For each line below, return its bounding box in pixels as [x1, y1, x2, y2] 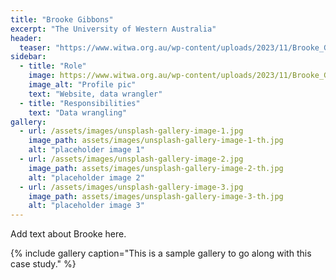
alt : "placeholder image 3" [28, 201, 145, 211]
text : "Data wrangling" [28, 107, 128, 118]
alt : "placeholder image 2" [28, 172, 145, 183]
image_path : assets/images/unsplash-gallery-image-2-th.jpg [28, 163, 284, 173]
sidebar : [10, 52, 47, 62]
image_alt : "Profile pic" [28, 80, 137, 90]
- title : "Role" [19, 61, 87, 71]
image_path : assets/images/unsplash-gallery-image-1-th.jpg [28, 136, 284, 146]
